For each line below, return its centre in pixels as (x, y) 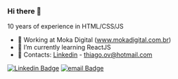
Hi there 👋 (25, 11)
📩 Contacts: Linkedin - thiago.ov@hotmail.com (85, 55)
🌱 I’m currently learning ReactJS (64, 48)
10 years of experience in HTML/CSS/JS (65, 27)
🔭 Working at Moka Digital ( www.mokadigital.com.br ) (94, 40)
